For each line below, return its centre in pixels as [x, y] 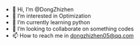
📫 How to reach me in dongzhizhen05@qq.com [73, 36]
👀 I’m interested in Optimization [51, 16]
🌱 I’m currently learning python [51, 22]
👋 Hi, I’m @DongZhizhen [43, 9]
